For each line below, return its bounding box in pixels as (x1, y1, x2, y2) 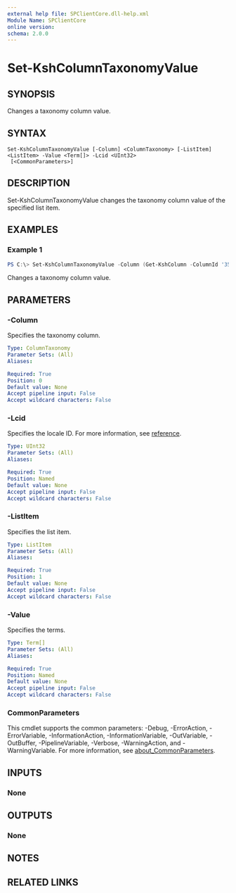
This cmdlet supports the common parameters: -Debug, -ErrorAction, (7, 724, 209, 733)
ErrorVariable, (7, 731, 48, 740)
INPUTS (7, 766, 42, 778)
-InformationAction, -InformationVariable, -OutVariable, (48, 731, 209, 740)
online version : (7, 23, 55, 30)
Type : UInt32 (7, 443, 46, 450)
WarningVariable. (7, 747, 58, 755)
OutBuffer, (7, 739, 37, 747)
